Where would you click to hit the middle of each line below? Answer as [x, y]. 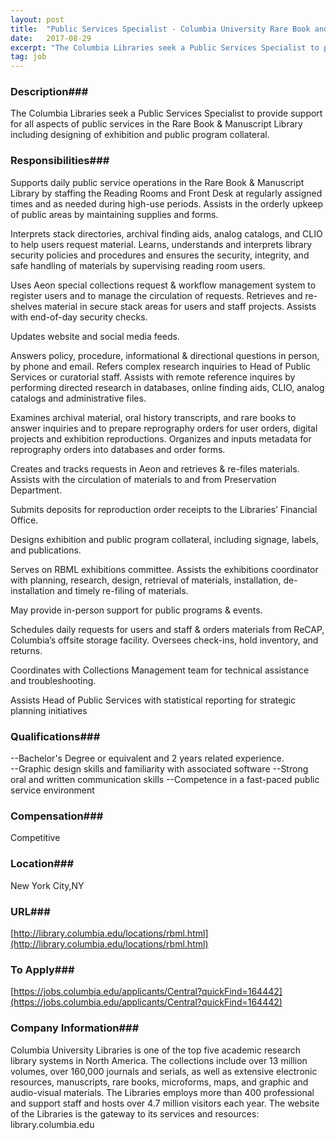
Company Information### [75, 1028]
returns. [26, 650]
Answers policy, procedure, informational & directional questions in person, [165, 355]
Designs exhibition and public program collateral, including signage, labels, [164, 539]
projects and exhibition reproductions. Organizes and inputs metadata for [161, 438]
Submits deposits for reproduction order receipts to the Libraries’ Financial [164, 509]
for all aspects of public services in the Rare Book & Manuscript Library [156, 124]
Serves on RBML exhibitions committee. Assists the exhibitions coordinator [164, 569]
